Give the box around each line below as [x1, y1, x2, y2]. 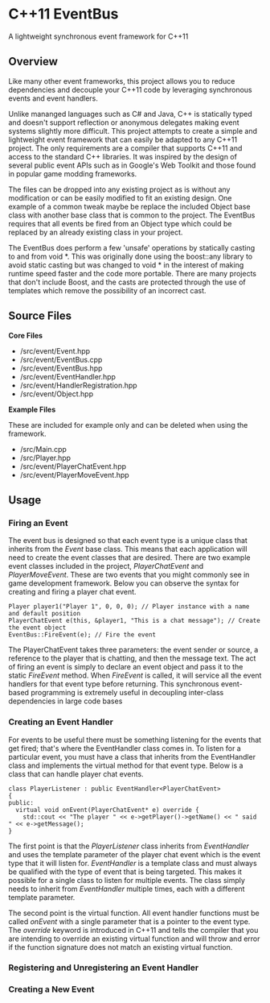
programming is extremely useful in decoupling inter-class [31, 688, 224, 698]
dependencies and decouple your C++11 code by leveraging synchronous [8, 85, 252, 94]
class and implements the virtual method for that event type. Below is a [8, 761, 243, 770]
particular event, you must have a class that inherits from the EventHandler [8, 752, 256, 761]
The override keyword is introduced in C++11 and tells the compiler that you [8, 925, 259, 935]
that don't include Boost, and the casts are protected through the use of [8, 277, 247, 287]
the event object [8, 624, 67, 632]
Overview [8, 55, 59, 68]
